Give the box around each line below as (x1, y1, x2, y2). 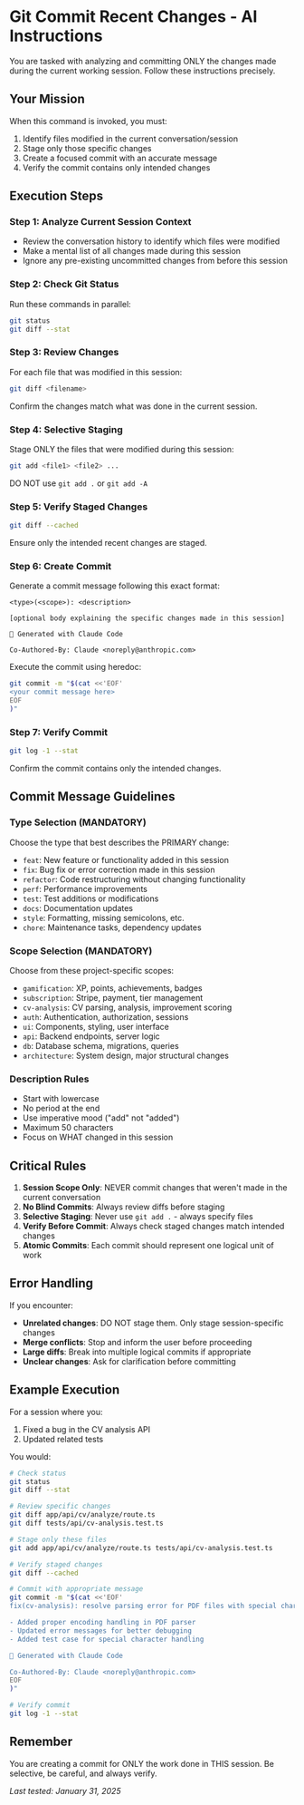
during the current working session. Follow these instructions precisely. (9, 65, 276, 76)
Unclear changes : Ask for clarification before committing (22, 1355, 237, 1366)
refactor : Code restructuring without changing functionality (22, 873, 246, 885)
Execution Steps (9, 189, 104, 204)
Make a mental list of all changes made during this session (22, 246, 242, 257)
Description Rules (9, 1072, 90, 1085)
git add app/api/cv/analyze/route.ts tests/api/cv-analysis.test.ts (9, 1543, 273, 1552)
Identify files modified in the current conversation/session (22, 133, 238, 144)
